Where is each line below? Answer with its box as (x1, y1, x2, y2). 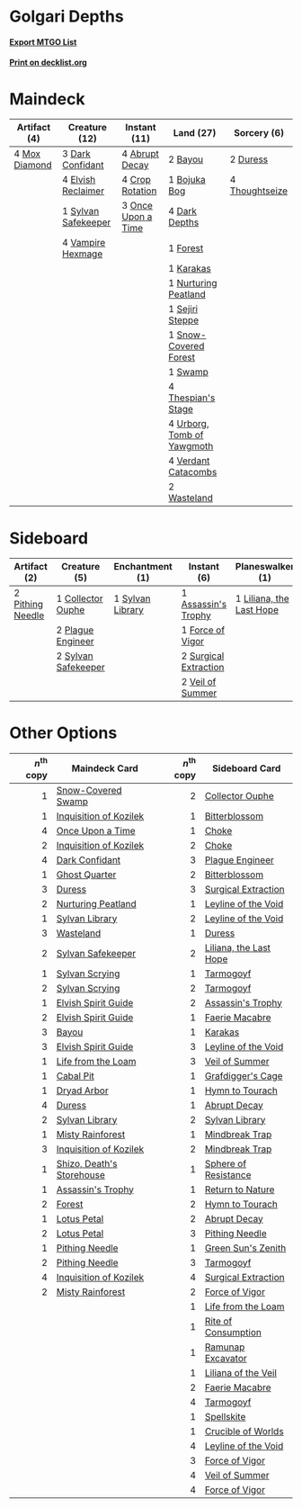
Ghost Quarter (56, 868, 117, 881)
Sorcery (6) (233, 127, 285, 139)
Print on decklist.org (9, 57, 87, 68)
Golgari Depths (9, 6, 124, 27)
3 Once (121, 200, 153, 212)
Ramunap (204, 1341, 245, 1353)
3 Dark (62, 148, 92, 160)
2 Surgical (181, 650, 225, 662)
